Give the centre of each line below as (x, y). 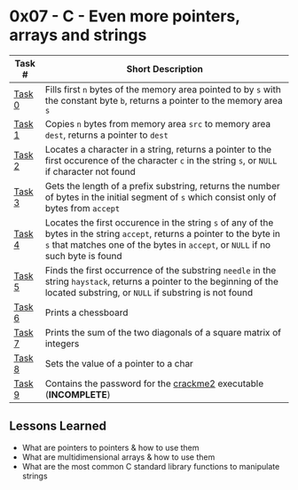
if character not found (90, 171)
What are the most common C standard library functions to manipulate (151, 466)
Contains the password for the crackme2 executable (154, 383)
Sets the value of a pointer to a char (119, 363)
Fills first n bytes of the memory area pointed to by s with (163, 89)
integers (62, 344)
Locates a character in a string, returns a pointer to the (158, 149)
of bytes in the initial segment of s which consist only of (161, 197)
